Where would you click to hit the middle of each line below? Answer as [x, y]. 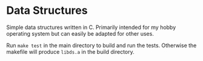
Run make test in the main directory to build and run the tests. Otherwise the [101, 45]
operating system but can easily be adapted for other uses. [80, 33]
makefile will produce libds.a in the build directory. [70, 51]
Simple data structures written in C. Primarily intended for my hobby [91, 27]
